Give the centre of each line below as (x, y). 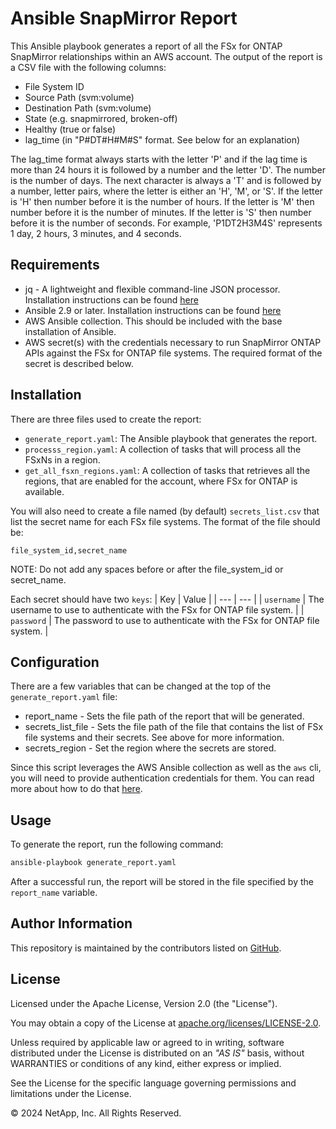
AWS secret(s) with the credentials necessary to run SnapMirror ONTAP (173, 342)
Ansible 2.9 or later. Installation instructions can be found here (153, 310)
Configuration (55, 662)
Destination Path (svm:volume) (88, 108)
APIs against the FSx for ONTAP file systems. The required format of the (173, 353)
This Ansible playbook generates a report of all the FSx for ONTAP (146, 46)
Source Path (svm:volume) (79, 97)
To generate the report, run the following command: (117, 844)
